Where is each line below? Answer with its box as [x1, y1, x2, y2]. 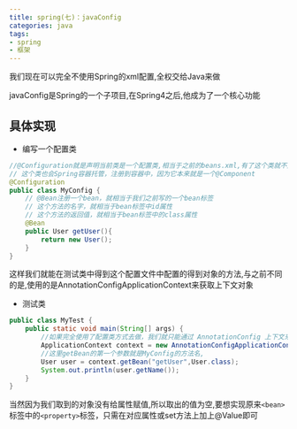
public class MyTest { [9, 316, 93, 326]
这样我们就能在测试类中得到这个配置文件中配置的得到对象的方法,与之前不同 [9, 269, 283, 280]
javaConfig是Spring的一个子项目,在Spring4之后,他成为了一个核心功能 [9, 90, 261, 101]
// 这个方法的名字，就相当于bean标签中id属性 [25, 203, 173, 211]
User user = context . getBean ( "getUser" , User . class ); [41, 357, 240, 366]
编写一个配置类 [21, 143, 77, 154]
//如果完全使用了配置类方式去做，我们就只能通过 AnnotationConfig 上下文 [41, 333, 285, 341]
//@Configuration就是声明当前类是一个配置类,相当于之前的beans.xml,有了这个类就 [9, 161, 281, 170]
